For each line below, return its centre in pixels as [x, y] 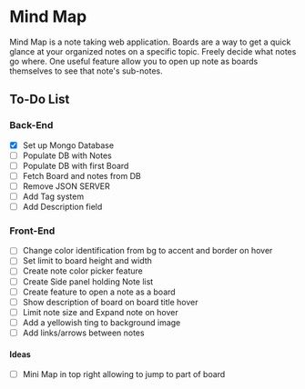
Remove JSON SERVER [66, 186]
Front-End [32, 231]
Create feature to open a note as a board [99, 292]
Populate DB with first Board [76, 165]
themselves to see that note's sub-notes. [86, 71]
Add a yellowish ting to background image [102, 322]
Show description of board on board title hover [110, 302]
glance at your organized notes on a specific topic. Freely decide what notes [153, 51]
